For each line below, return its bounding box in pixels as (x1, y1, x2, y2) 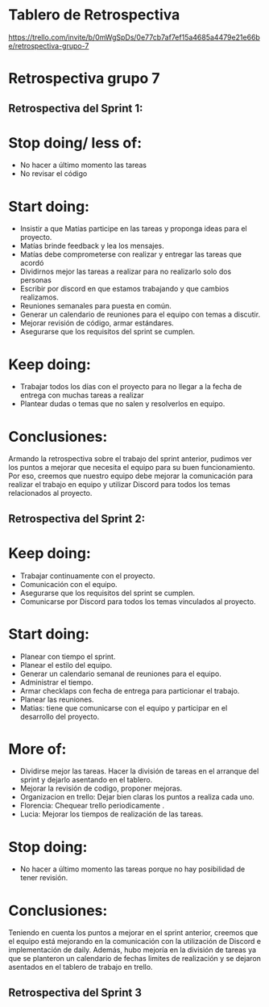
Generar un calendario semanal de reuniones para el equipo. (19, 669, 221, 678)
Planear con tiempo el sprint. (19, 652, 116, 661)
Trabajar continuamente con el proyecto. (19, 571, 155, 581)
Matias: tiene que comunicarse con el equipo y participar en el (19, 703, 228, 712)
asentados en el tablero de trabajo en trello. (8, 963, 153, 972)
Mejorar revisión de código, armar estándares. (19, 318, 175, 328)
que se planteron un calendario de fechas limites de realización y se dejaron (8, 954, 262, 963)
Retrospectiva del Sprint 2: (8, 511, 146, 526)
